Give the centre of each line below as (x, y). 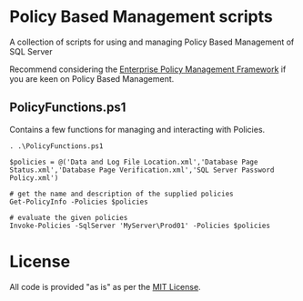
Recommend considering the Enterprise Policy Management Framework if (148, 69)
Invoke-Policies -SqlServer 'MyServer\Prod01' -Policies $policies (140, 226)
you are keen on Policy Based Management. (92, 78)
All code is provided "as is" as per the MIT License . (106, 286)
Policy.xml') (34, 178)
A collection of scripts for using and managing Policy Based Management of (152, 42)
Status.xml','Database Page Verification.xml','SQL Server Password (142, 170)
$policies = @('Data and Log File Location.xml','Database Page (134, 162)
